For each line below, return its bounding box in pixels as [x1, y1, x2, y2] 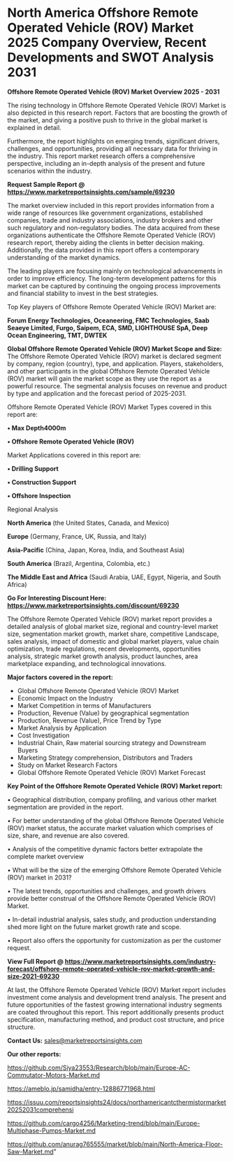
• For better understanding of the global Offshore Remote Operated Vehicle [7, 816, 225, 825]
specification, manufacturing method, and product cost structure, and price [7, 1015, 225, 1023]
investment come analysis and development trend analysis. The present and [7, 993, 227, 1001]
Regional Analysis [7, 505, 59, 513]
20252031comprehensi [7, 1105, 74, 1114]
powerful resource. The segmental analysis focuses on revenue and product [7, 381, 227, 390]
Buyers [17, 746, 38, 754]
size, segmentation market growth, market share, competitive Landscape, [7, 630, 219, 638]
